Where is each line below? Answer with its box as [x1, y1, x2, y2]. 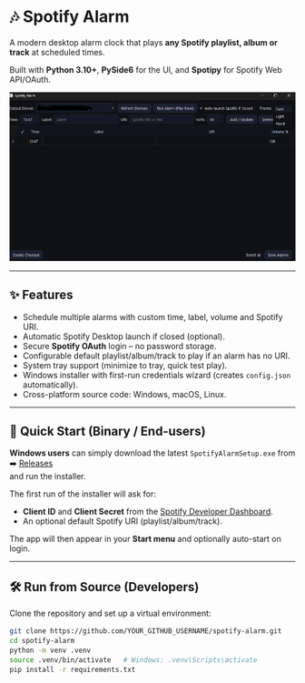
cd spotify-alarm [9, 637, 75, 646]
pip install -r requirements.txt [9, 665, 136, 674]
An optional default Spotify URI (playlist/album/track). [22, 516, 222, 527]
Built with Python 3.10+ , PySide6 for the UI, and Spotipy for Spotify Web [9, 64, 283, 75]
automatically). [22, 379, 79, 390]
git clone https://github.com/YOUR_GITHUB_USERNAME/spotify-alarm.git [9, 627, 282, 636]
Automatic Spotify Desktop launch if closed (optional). [22, 330, 225, 342]
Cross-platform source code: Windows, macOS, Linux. [22, 388, 227, 399]
